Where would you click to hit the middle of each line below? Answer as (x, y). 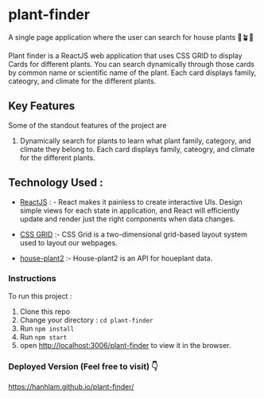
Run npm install (47, 328)
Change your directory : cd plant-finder (86, 319)
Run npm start (43, 337)
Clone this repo (45, 311)
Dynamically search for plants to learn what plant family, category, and (136, 140)
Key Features (42, 106)
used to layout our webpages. (68, 243)
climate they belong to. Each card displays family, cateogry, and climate (137, 149)
